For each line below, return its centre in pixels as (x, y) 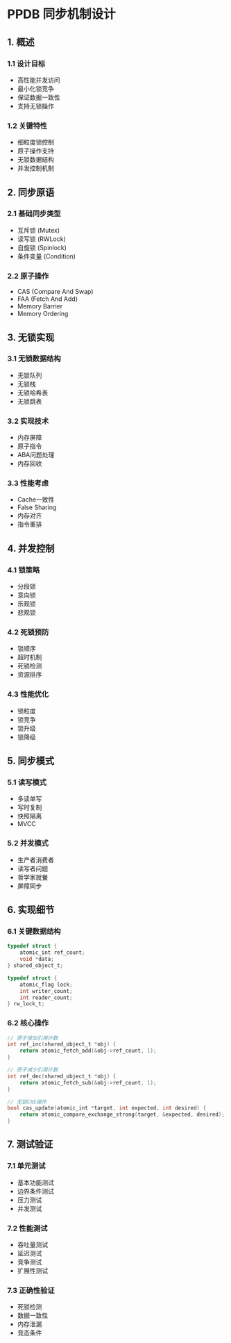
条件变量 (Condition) (46, 256)
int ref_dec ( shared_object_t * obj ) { (62, 1076)
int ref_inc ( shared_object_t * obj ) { (62, 1044)
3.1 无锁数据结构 (34, 359)
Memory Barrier (40, 306)
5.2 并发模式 (28, 843)
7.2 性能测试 (27, 1228)
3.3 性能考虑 (28, 484)
